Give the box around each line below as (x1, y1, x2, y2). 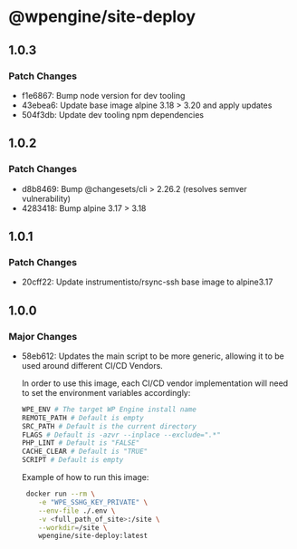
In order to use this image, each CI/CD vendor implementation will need (21, 378, 289, 389)
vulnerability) (21, 193, 72, 204)
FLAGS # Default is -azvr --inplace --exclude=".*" (21, 430, 221, 439)
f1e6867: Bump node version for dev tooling (21, 90, 186, 101)
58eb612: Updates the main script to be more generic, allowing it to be (21, 351, 284, 361)
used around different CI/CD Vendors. (21, 360, 164, 371)
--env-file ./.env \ (38, 506, 116, 515)
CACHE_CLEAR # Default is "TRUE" (21, 447, 148, 457)
